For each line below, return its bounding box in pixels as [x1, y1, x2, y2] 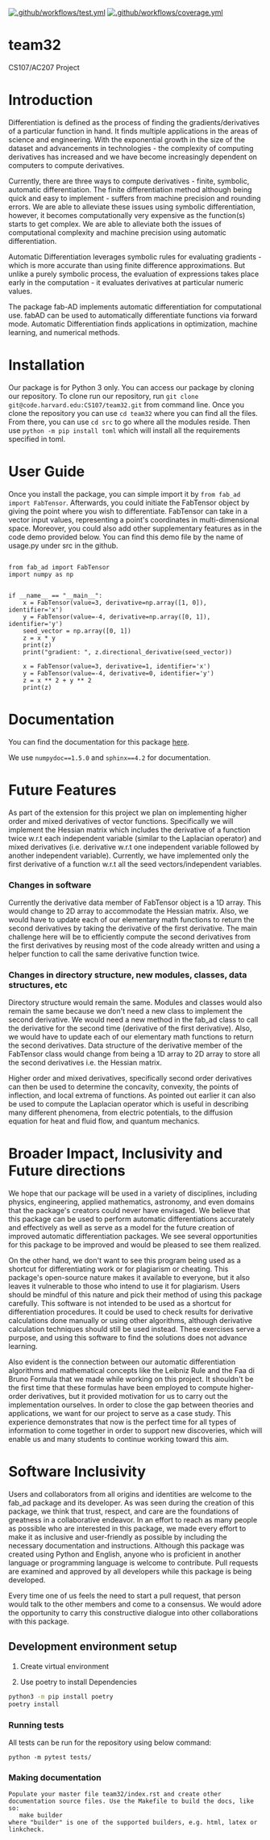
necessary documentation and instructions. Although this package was [8, 1541, 245, 1551]
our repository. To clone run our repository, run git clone [8, 391, 199, 401]
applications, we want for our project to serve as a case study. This [8, 1409, 231, 1418]
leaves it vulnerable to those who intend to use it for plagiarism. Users [8, 1281, 240, 1292]
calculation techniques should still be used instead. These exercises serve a [8, 1325, 261, 1334]
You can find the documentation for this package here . [8, 737, 190, 746]
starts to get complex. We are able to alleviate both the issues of [8, 219, 222, 229]
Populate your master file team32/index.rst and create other [8, 1790, 222, 1799]
